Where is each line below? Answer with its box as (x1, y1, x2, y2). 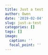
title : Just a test (5, 7, 44, 12)
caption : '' (9, 38, 33, 43)
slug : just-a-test (5, 20, 41, 25)
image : (5, 34, 18, 39)
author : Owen (5, 11, 31, 16)
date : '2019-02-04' (5, 16, 44, 21)
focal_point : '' (9, 43, 41, 47)
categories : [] (5, 25, 35, 30)
